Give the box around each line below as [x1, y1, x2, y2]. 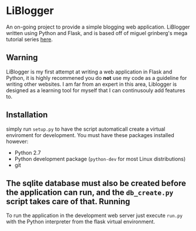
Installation [6, 110, 48, 120]
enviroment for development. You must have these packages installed [6, 131, 174, 138]
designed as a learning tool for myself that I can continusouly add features [6, 86, 185, 94]
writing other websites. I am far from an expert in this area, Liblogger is [6, 80, 177, 87]
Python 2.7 [14, 149, 41, 156]
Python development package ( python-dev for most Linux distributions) [14, 155, 186, 162]
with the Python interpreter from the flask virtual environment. [6, 218, 155, 225]
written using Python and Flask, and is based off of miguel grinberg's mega [6, 29, 188, 36]
